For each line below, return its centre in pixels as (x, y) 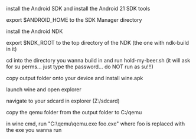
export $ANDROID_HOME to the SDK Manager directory (74, 20)
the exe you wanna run (34, 130)
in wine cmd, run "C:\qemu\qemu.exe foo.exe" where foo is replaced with (95, 124)
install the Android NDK (35, 31)
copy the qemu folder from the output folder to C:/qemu (74, 112)
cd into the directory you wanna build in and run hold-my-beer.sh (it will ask (98, 60)
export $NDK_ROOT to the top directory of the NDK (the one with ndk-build (98, 43)
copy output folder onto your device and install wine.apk (75, 78)
